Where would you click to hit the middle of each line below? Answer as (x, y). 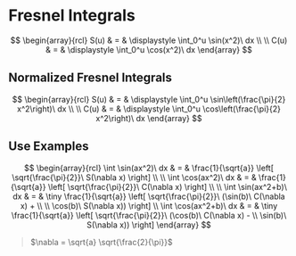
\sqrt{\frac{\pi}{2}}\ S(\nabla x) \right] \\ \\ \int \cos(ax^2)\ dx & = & (134, 177)
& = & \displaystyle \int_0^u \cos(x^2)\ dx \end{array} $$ (149, 49)
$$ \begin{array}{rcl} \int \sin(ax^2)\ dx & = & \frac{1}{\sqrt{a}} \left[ (149, 168)
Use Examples (49, 147)
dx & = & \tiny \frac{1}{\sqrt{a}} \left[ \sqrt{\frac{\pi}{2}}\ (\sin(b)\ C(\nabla (149, 196)
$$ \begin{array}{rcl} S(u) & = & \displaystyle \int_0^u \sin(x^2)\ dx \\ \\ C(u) (149, 40)
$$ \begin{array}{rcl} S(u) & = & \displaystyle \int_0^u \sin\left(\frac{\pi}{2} (149, 99)
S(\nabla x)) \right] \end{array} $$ (149, 225)
